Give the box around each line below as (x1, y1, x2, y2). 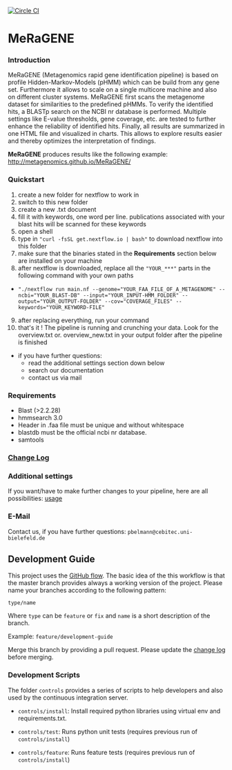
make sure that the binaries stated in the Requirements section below (17, 249, 217, 257)
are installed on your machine (17, 256, 103, 265)
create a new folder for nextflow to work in (17, 190, 139, 199)
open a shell (17, 227, 53, 235)
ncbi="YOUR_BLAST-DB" (17, 292, 80, 299)
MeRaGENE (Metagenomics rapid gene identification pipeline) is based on (8, 71, 219, 79)
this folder (17, 241, 47, 250)
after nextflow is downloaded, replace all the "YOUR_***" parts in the (17, 264, 211, 272)
